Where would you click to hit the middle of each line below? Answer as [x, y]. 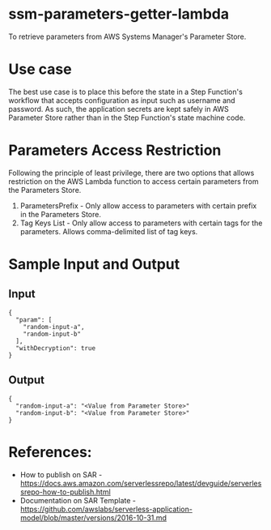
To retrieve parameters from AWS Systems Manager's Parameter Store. [127, 36]
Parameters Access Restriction [115, 150]
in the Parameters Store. [60, 214]
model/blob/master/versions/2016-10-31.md [93, 517]
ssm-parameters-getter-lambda [119, 14]
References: [50, 452]
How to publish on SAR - [61, 474]
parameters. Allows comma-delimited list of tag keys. [109, 231]
